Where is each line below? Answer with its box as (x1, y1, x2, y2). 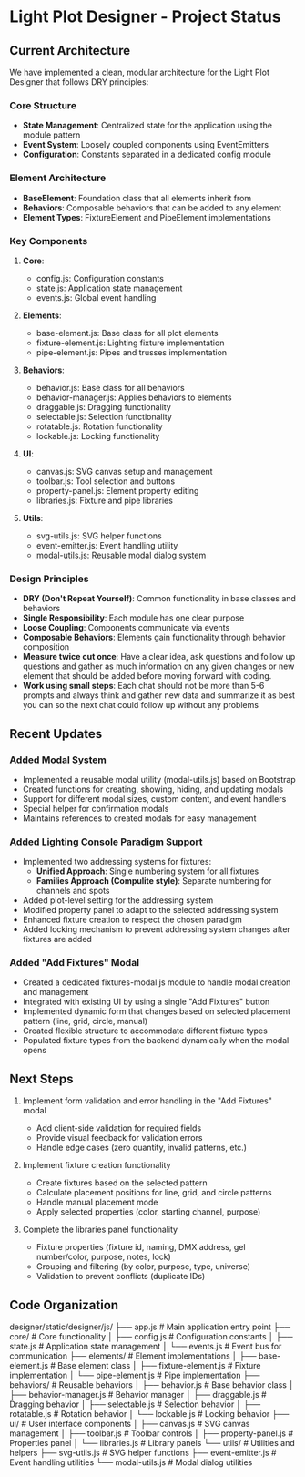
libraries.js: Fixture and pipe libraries (36, 495, 173, 506)
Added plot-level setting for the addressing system (22, 895, 214, 906)
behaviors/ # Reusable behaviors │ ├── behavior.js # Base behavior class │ (9, 1380, 294, 1390)
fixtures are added (22, 934, 93, 945)
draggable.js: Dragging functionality (36, 401, 171, 412)
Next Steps (9, 1071, 74, 1086)
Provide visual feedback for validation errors (36, 1133, 203, 1144)
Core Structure (9, 98, 77, 111)
